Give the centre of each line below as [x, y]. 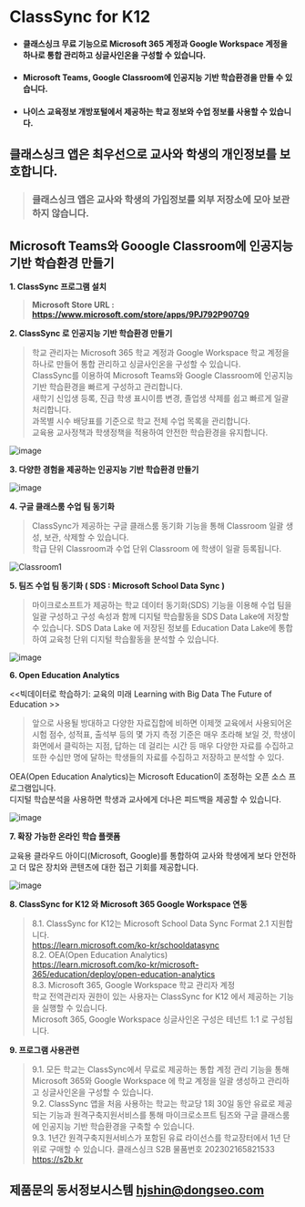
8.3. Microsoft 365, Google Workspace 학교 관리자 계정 [133, 985]
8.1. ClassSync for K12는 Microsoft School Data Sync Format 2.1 [150, 923]
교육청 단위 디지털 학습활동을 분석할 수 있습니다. [134, 639]
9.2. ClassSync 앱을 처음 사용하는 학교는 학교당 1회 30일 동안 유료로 [153, 1104]
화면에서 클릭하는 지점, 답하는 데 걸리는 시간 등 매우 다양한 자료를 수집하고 [163, 746]
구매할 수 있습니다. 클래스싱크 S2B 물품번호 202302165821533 [162, 1150]
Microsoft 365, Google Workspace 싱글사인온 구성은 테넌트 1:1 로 [150, 1019]
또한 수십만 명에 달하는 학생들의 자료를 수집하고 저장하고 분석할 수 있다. [158, 758]
